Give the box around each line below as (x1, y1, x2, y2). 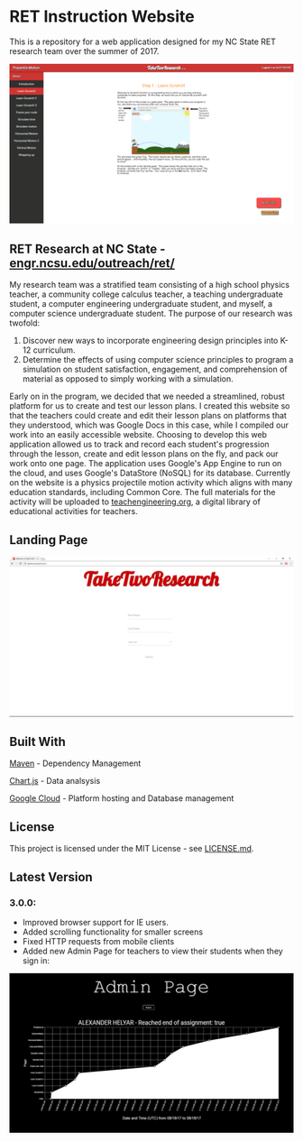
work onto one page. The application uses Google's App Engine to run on (9, 458, 282, 469)
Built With (9, 733, 66, 750)
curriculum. (32, 345, 76, 355)
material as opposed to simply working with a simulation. (22, 373, 234, 384)
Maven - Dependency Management (9, 758, 142, 769)
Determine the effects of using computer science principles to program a (22, 355, 294, 365)
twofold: (9, 318, 41, 328)
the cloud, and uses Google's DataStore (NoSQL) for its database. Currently (9, 467, 291, 479)
